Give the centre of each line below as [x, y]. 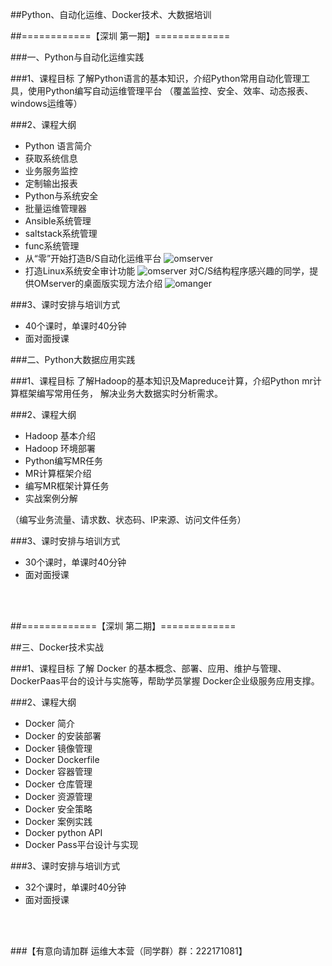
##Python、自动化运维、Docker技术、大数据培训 [111, 14]
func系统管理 [52, 246]
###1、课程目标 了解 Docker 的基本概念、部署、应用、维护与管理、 [148, 668]
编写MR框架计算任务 [67, 486]
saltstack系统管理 [61, 233]
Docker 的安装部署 [63, 736]
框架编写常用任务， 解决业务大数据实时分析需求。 [120, 393]
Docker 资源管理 [58, 796]
